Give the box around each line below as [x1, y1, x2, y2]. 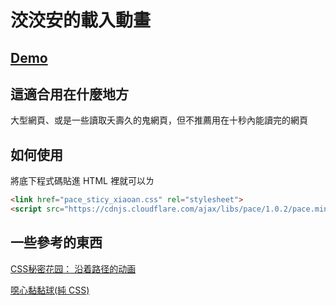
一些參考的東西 [10, 234, 103, 251]
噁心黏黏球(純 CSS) [10, 284, 90, 296]
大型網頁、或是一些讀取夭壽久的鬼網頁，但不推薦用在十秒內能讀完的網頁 [10, 114, 308, 126]
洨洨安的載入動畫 [10, 9, 152, 32]
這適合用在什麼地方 [10, 86, 129, 103]
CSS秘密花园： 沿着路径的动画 [10, 262, 137, 275]
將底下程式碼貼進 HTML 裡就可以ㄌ [10, 175, 155, 187]
